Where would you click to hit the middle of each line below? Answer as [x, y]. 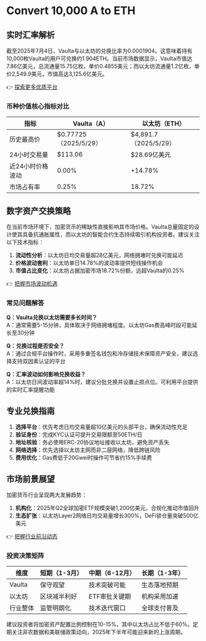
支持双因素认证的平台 [38, 361]
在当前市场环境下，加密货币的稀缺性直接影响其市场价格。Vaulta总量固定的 [100, 227]
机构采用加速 [160, 597]
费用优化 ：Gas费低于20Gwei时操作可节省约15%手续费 [83, 458]
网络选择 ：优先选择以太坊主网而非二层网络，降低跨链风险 [88, 450]
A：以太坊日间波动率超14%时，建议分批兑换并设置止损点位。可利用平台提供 [102, 382]
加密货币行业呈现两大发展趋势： [47, 495]
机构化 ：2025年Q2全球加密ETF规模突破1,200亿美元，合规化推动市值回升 [107, 508]
